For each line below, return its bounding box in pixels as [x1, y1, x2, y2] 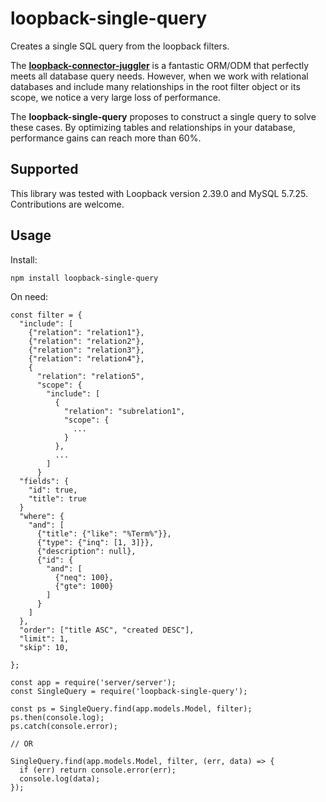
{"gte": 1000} [54, 581, 114, 591]
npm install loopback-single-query [10, 273, 159, 283]
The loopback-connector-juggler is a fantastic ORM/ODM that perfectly [10, 59, 310, 71]
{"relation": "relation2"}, [28, 336, 145, 346]
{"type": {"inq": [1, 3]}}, [36, 537, 155, 547]
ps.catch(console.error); [10, 721, 118, 731]
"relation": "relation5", [36, 371, 145, 381]
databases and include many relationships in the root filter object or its [10, 80, 301, 92]
